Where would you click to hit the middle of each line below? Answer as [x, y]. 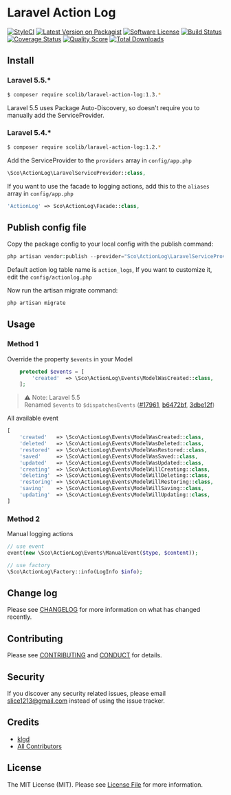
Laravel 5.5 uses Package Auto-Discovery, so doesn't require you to [103, 107]
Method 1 [23, 344]
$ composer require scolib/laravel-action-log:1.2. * [84, 147]
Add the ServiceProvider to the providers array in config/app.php [100, 160]
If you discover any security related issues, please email [87, 694]
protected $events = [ [52, 372]
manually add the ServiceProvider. [56, 115]
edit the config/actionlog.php [49, 277]
